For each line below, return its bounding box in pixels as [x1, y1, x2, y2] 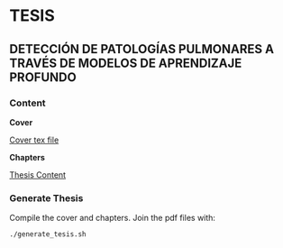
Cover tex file [9, 134, 59, 145]
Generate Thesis [9, 191, 84, 204]
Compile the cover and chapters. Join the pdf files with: [9, 213, 216, 224]
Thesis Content [9, 169, 66, 180]
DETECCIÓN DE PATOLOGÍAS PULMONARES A [9, 41, 275, 57]
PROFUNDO [9, 69, 77, 85]
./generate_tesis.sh [9, 230, 87, 239]
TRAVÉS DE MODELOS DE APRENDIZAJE [9, 55, 242, 70]
